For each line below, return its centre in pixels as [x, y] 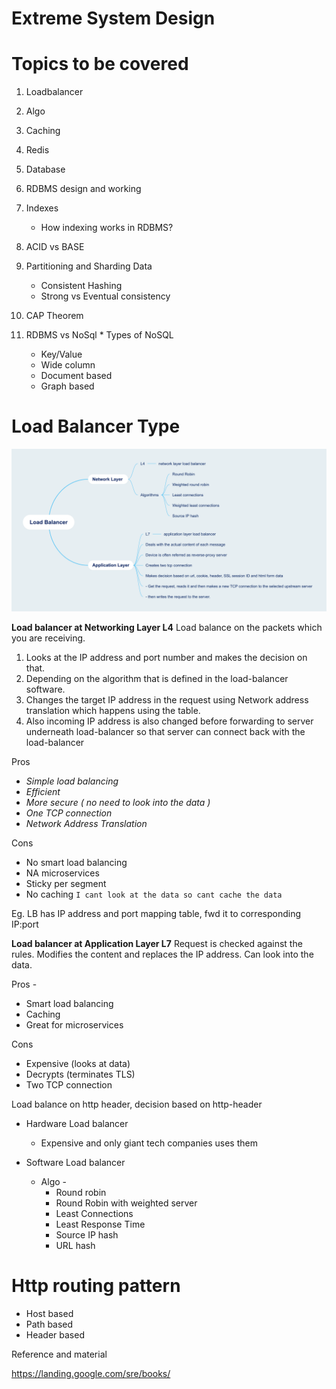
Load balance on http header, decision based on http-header [137, 1104]
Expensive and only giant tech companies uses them [149, 1143]
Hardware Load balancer [77, 1123]
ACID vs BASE [55, 247]
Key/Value [61, 354]
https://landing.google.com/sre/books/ [91, 1373]
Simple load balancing [72, 781]
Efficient [43, 791]
